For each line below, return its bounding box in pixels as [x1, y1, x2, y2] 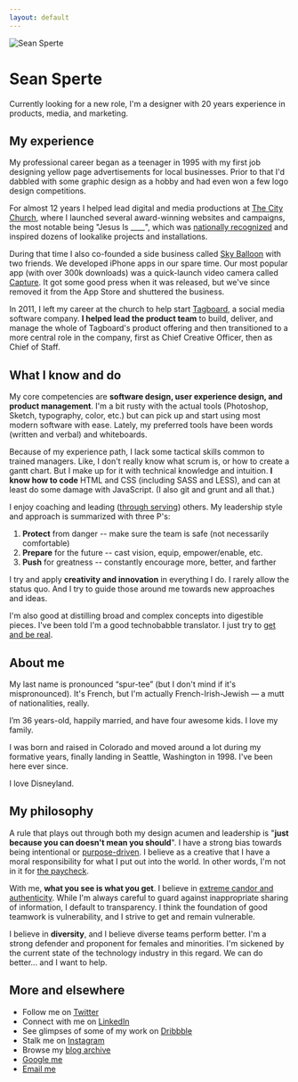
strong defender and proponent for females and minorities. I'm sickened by [9, 937, 285, 948]
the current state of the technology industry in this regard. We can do [9, 947, 263, 958]
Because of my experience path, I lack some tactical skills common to [9, 447, 265, 458]
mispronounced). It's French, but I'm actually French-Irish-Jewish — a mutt [9, 689, 285, 698]
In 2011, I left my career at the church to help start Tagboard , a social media [9, 304, 286, 315]
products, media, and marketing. [9, 108, 129, 119]
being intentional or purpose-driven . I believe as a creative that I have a [9, 847, 270, 857]
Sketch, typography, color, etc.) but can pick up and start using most [9, 410, 261, 421]
